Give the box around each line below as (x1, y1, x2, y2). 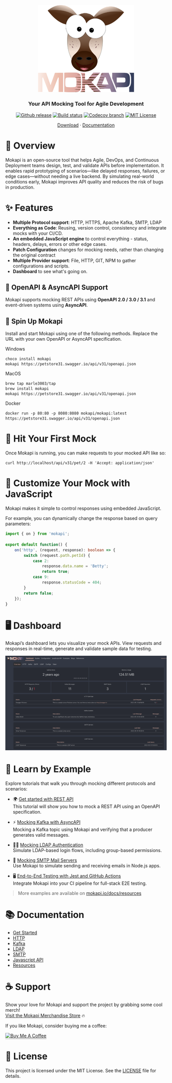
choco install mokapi (5, 357, 52, 362)
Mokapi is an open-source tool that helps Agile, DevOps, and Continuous (5, 157, 159, 163)
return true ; (41, 569, 70, 574)
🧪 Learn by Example (5, 763, 91, 775)
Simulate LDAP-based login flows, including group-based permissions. (12, 847, 162, 853)
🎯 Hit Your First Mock (5, 433, 97, 445)
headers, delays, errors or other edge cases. (12, 241, 107, 247)
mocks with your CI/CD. (12, 230, 63, 236)
